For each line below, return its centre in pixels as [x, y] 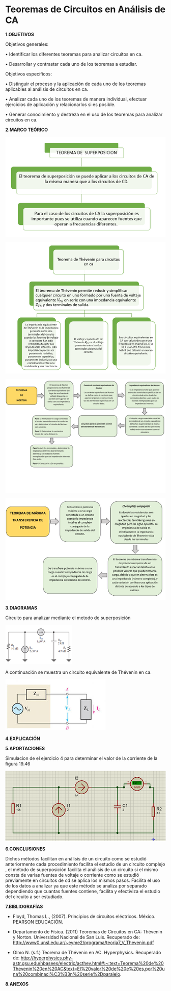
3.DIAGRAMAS [21, 608]
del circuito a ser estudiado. [34, 897]
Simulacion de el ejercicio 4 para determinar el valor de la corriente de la [81, 758]
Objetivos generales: [27, 44]
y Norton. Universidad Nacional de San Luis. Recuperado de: [76, 937]
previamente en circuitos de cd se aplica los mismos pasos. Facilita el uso [83, 880]
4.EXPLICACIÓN [23, 739]
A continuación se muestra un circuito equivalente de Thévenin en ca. [78, 672]
